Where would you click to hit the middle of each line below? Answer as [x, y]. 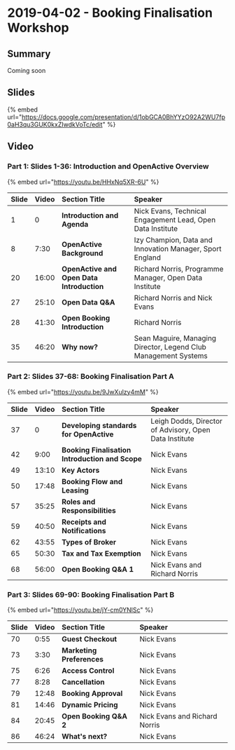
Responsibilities [89, 510]
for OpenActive [88, 434]
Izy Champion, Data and [173, 240]
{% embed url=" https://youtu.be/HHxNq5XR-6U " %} [83, 182]
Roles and [79, 502]
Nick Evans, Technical [170, 210]
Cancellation [83, 682]
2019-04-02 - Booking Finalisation [110, 13]
